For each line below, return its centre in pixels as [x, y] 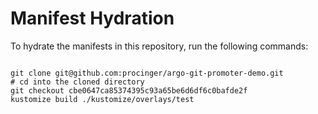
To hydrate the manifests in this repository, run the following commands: [159, 46]
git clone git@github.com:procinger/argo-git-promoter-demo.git [147, 73]
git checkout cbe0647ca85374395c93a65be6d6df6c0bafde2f [129, 90]
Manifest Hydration [92, 18]
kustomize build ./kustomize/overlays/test [102, 99]
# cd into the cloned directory [77, 82]
